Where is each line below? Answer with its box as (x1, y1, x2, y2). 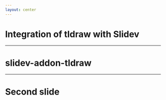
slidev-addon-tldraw (5, 57, 92, 68)
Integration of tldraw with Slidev (5, 28, 140, 40)
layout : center (5, 7, 37, 12)
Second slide (5, 86, 60, 97)
